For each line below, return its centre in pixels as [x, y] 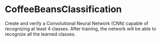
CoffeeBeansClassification [63, 9]
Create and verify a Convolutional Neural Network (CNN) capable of [77, 23]
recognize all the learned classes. [40, 34]
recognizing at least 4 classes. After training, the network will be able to [80, 28]
